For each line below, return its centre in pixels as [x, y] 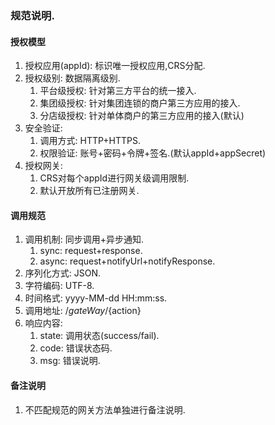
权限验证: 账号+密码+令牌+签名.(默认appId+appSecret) [153, 153]
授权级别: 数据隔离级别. [72, 78]
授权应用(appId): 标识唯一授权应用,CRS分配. [115, 66]
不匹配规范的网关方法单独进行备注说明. [105, 409]
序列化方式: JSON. [63, 273]
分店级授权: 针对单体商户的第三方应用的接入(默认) [142, 116]
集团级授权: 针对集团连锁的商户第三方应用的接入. [140, 103]
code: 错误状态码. [76, 348]
